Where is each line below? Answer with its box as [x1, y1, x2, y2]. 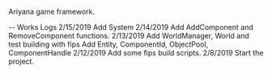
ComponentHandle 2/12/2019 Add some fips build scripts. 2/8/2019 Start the [8, 48, 264, 57]
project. [8, 56, 35, 66]
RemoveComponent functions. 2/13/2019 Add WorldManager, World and [8, 31, 249, 40]
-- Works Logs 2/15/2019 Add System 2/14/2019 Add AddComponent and [8, 23, 253, 31]
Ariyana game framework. [8, 7, 96, 16]
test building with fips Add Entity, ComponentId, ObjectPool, [8, 39, 209, 49]
